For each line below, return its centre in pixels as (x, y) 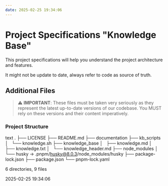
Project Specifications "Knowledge (81, 35)
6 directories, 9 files (26, 169)
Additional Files (30, 91)
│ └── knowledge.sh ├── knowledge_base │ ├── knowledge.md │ (79, 143)
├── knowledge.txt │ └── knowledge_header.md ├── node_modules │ (82, 148)
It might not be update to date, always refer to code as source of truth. (78, 75)
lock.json (15, 159)
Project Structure (27, 127)
